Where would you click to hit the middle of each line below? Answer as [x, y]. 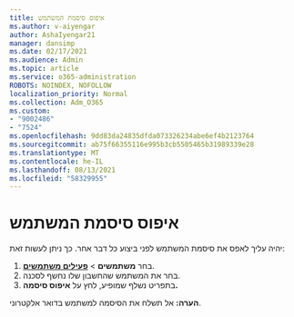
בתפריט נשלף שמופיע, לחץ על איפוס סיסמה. [100, 285]
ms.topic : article [44, 69]
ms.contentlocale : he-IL [56, 161]
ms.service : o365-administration [73, 77]
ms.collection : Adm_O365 [56, 102]
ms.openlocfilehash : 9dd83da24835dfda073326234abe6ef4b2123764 [132, 136]
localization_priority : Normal [69, 94]
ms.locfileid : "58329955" [58, 178]
